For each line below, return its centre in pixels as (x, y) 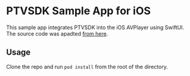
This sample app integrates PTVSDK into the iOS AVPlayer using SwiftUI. (95, 27)
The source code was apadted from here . (57, 33)
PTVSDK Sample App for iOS (78, 11)
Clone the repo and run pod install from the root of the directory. (87, 66)
